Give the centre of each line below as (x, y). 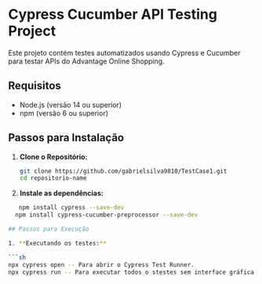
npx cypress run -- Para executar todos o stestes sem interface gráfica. (133, 272)
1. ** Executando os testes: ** (58, 243)
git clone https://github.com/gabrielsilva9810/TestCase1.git (123, 171)
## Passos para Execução (49, 229)
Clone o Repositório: (53, 157)
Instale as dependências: (61, 193)
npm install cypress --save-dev (71, 208)
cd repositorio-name (53, 178)
